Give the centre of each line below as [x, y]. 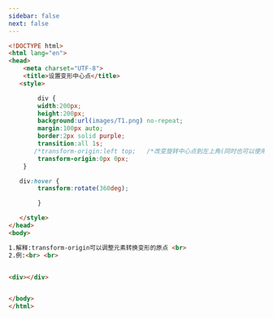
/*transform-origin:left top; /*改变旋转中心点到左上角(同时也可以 [144, 151]
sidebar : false [34, 16]
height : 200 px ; [61, 113]
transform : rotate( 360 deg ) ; [83, 189]
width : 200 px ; [60, 106]
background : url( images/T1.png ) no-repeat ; [110, 121]
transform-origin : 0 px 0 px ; [83, 159]
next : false [28, 24]
